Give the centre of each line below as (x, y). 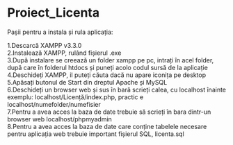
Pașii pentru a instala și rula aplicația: (60, 32)
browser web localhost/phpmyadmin (60, 119)
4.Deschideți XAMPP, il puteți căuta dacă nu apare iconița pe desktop (107, 75)
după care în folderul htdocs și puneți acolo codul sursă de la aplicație (108, 67)
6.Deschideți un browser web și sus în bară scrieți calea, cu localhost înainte (117, 89)
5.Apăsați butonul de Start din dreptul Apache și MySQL (87, 82)
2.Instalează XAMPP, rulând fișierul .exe (64, 53)
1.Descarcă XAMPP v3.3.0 (45, 45)
